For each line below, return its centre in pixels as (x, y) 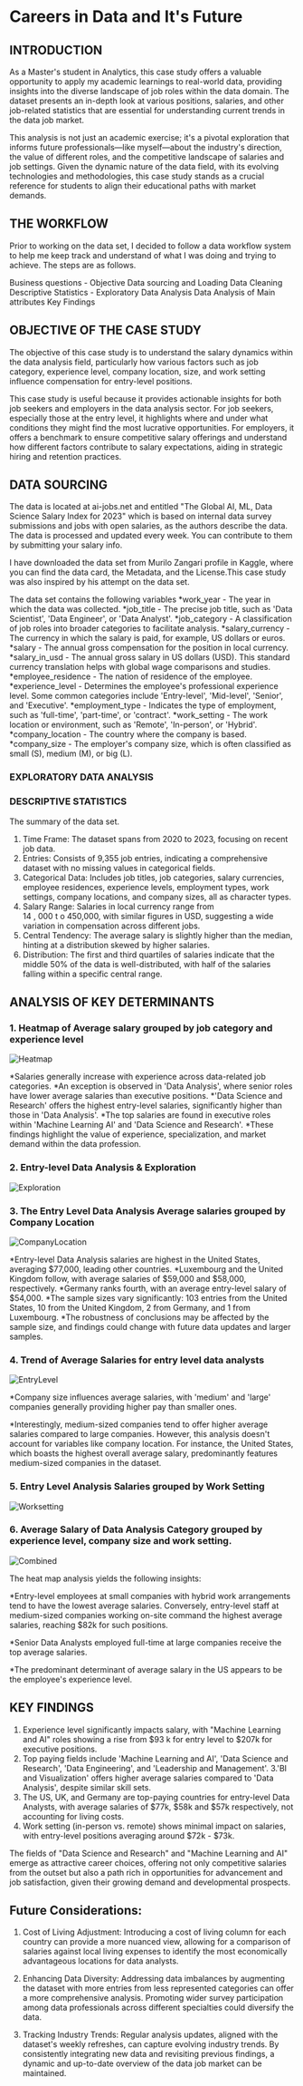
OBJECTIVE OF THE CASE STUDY (105, 330)
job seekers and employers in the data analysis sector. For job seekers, (142, 408)
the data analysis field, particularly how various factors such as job (134, 362)
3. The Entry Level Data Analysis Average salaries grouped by (148, 1210)
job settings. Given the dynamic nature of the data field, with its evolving (144, 166)
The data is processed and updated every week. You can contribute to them (151, 536)
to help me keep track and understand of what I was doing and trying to (143, 255)
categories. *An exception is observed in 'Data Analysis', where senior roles (151, 1086)
